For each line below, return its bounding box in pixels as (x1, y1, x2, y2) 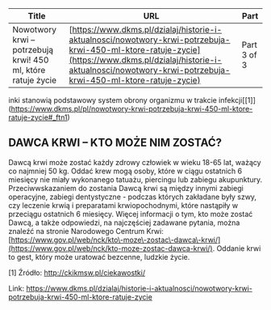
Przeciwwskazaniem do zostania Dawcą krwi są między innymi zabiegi (8, 183, 244, 193)
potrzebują (12, 45, 54, 55)
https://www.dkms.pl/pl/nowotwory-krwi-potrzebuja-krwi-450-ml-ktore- (10, 104, 253, 113)
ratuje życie (12, 74, 57, 86)
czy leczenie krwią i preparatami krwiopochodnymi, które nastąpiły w (8, 200, 239, 210)
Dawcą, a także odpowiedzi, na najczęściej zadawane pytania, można (8, 218, 240, 227)
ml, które (12, 65, 46, 75)
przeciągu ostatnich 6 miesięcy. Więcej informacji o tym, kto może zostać (8, 209, 253, 219)
